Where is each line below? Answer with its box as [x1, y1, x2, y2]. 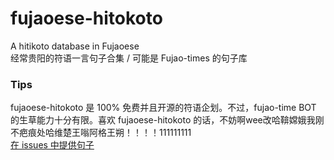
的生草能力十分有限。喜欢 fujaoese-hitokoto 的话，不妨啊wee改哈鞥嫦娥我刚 [10, 114, 325, 126]
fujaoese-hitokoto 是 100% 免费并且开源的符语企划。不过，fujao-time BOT [10, 102, 317, 114]
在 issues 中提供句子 [10, 139, 95, 151]
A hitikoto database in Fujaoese [10, 40, 140, 52]
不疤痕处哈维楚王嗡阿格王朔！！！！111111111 [10, 127, 192, 139]
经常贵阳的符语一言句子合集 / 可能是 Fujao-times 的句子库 [10, 52, 248, 64]
